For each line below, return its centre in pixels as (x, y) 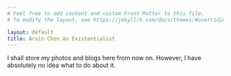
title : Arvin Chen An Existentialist (61, 38)
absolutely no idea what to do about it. (61, 65)
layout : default (30, 32)
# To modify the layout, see (49, 20)
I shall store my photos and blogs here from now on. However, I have (104, 58)
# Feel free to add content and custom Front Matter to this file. (106, 13)
